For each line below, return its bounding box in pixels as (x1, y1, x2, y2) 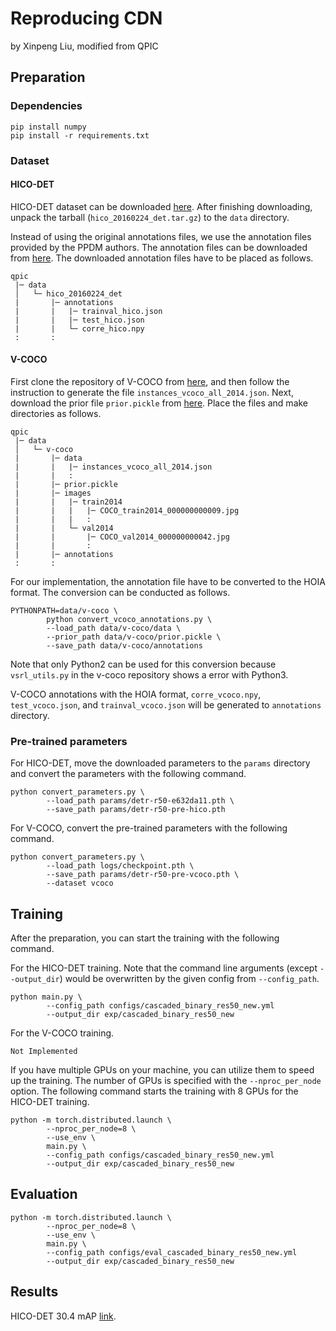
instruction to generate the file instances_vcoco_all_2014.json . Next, (10, 386, 294, 398)
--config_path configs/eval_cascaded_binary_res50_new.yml (46, 1247, 298, 1257)
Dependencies (10, 99, 83, 113)
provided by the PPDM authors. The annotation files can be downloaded (10, 241, 308, 253)
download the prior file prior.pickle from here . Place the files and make (10, 397, 309, 409)
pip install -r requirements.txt (10, 130, 150, 141)
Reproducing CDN (10, 7, 163, 30)
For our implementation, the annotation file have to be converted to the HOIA (10, 575, 326, 587)
